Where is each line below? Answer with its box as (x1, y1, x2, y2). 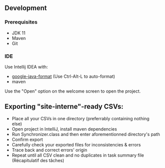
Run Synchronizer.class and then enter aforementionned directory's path (11, 131, 160, 137)
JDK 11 (11, 30, 26, 36)
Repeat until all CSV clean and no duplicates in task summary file (11, 152, 144, 158)
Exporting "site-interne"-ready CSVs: (4, 102, 124, 111)
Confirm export (11, 136, 43, 142)
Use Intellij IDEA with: (4, 64, 48, 69)
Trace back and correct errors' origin (11, 147, 87, 153)
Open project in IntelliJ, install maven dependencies (11, 126, 117, 132)
